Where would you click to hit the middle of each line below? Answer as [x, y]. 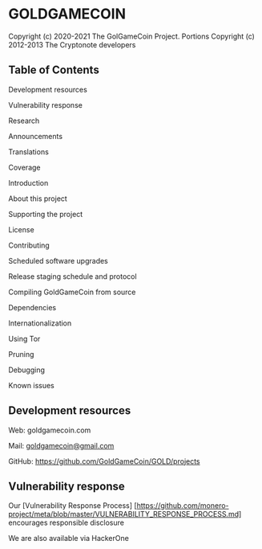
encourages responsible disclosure [66, 522]
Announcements [35, 136]
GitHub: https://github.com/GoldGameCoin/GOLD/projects [104, 461]
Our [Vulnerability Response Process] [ [73, 506]
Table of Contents [54, 70]
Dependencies [32, 307]
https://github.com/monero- [183, 506]
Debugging [27, 370]
